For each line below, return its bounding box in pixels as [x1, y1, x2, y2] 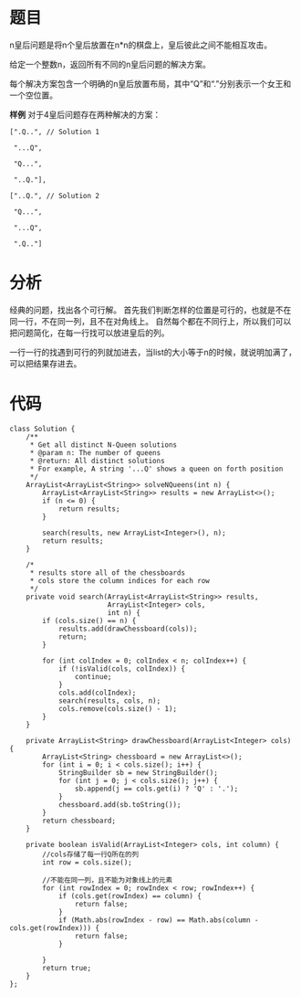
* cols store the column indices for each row [29, 576, 210, 585]
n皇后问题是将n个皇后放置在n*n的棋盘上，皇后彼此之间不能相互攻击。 [9, 39, 273, 50]
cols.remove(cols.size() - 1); [57, 704, 178, 713]
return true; [42, 963, 92, 972]
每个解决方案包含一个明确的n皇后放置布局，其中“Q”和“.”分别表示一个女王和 [9, 78, 292, 89]
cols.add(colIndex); [57, 688, 137, 697]
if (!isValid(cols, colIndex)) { [57, 663, 185, 674]
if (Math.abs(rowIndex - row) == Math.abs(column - [57, 915, 259, 925]
